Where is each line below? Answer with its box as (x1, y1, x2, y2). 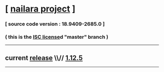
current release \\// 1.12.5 (5, 54, 83, 62)
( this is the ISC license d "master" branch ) (5, 34, 108, 41)
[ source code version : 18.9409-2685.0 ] (5, 21, 105, 28)
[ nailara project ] (5, 3, 76, 14)
